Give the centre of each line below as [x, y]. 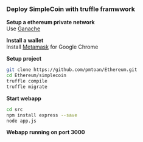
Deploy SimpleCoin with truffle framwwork [71, 9]
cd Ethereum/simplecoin [37, 76]
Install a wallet [25, 41]
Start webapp [24, 98]
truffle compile [27, 81]
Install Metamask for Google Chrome [52, 47]
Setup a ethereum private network [51, 22]
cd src [15, 109]
